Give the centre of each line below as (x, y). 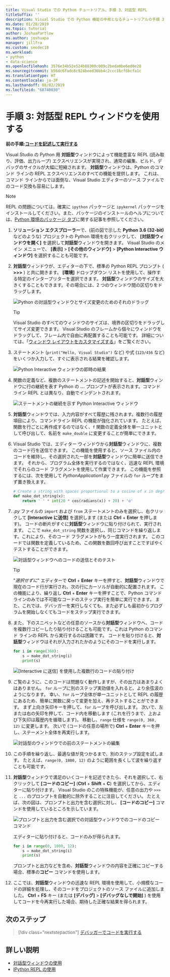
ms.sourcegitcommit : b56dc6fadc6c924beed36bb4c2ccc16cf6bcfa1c (74, 71)
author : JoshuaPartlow (30, 33)
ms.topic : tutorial (26, 29)
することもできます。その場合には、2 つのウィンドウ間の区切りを (90, 285)
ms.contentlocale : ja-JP (32, 80)
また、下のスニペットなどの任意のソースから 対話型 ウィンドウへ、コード (88, 623)
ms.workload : (19, 52)
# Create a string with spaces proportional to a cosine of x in (83, 492)
